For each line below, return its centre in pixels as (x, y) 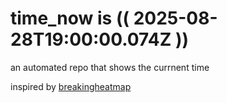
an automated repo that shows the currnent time (110, 67)
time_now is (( (70, 18)
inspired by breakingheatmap (71, 86)
